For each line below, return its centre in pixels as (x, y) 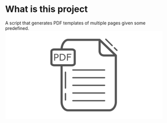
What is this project (46, 9)
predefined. (17, 28)
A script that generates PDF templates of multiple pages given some (75, 23)
